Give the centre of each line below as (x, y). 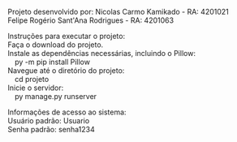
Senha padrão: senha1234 (51, 129)
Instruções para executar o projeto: (67, 36)
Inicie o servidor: (36, 88)
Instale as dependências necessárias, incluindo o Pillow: (102, 53)
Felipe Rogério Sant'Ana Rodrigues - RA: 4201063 (91, 20)
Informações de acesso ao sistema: (67, 112)
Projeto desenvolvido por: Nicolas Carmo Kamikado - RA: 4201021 (118, 12)
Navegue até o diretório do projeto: (66, 71)
